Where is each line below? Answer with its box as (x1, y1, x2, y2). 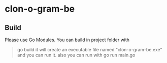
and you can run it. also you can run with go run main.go (17, 52, 136, 58)
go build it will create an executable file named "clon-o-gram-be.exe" (17, 47, 162, 52)
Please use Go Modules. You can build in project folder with (5, 37, 130, 43)
